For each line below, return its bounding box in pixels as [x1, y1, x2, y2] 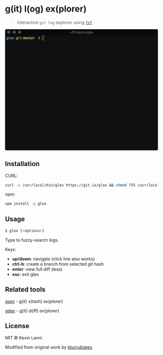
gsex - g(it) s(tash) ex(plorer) [5, 298, 63, 304]
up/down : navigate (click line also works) [12, 256, 95, 262]
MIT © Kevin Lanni [5, 335, 43, 340]
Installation [5, 160, 40, 168]
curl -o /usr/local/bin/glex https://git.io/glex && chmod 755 [5, 183, 136, 187]
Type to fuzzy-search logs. [5, 237, 59, 243]
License [5, 322, 30, 330]
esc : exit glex [12, 271, 39, 277]
